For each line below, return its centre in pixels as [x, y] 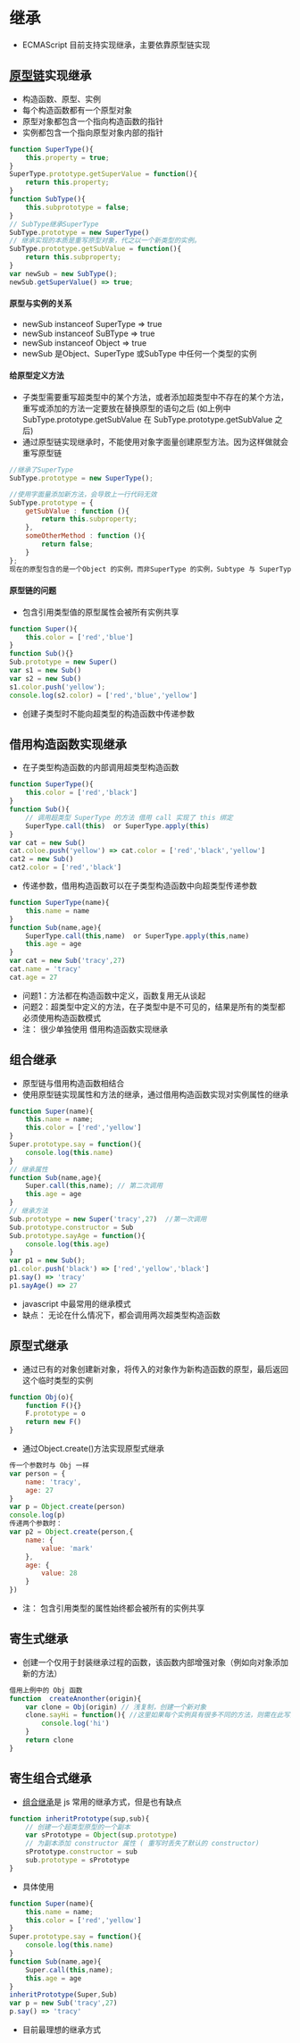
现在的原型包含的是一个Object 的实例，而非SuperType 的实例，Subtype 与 [133, 569]
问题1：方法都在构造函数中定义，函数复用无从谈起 [114, 995]
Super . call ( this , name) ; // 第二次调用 [94, 1186]
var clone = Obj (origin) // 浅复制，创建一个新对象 [116, 1707]
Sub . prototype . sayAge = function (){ [77, 1235]
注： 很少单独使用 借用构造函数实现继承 [95, 1029]
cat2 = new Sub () [42, 859]
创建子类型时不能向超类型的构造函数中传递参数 [108, 713]
